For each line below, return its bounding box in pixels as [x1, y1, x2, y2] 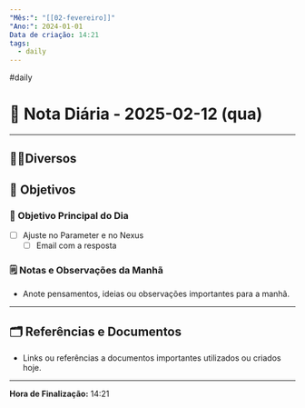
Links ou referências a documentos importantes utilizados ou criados [22, 353, 281, 363]
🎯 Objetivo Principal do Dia [9, 209, 129, 222]
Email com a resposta [35, 240, 117, 251]
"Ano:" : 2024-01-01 [9, 22, 84, 31]
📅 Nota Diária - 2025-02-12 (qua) [9, 104, 263, 124]
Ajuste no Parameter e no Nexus [22, 230, 144, 241]
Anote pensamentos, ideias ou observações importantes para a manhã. [22, 288, 290, 299]
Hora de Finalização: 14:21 [9, 388, 110, 400]
